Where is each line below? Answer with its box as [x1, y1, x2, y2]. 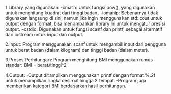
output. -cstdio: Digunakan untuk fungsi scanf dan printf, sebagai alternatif [5, 26, 162, 32]
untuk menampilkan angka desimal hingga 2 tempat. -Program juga [5, 78, 147, 83]
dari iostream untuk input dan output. [5, 32, 83, 37]
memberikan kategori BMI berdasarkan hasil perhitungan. [5, 83, 127, 89]
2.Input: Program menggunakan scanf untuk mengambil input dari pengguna [5, 41, 166, 48]
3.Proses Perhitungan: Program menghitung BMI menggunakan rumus [5, 57, 153, 63]
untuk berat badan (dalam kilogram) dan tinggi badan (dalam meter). [5, 47, 150, 53]
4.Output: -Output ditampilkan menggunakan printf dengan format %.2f [5, 72, 156, 78]
